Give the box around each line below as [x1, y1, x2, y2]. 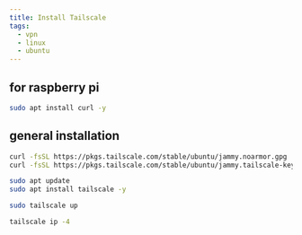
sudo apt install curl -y [9, 103, 106, 112]
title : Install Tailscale [9, 13, 106, 22]
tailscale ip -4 [9, 217, 70, 226]
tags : [9, 22, 30, 30]
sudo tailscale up [9, 201, 78, 211]
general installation [9, 128, 120, 144]
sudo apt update [9, 177, 70, 186]
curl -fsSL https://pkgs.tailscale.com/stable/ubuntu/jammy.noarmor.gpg [9, 152, 288, 161]
